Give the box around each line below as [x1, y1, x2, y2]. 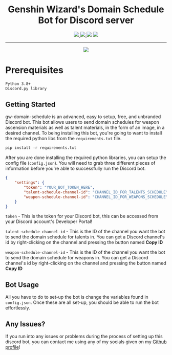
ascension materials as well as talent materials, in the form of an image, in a [5, 124, 165, 131]
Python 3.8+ [5, 81, 31, 86]
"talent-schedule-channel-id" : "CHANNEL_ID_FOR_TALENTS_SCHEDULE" [24, 189, 168, 195]
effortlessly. [5, 305, 31, 311]
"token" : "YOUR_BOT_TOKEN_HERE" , [24, 185, 95, 190]
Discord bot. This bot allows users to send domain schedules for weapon [5, 119, 160, 125]
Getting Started [5, 100, 56, 109]
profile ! [5, 344, 20, 350]
